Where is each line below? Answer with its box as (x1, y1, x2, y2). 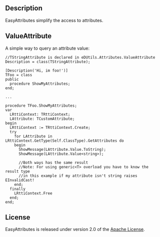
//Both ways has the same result (18, 160, 88, 165)
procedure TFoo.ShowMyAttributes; (5, 103, 77, 108)
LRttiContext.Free (14, 190, 52, 196)
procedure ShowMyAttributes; (9, 81, 70, 86)
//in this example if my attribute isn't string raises (18, 173, 137, 178)
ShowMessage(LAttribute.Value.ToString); (18, 147, 106, 152)
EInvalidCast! (5, 177, 35, 182)
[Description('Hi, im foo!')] (5, 68, 68, 73)
